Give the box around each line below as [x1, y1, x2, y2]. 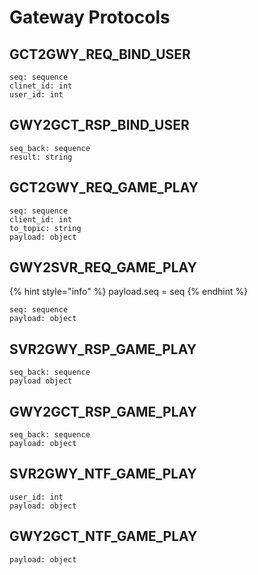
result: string [9, 152, 73, 162]
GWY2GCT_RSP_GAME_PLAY [9, 403, 197, 420]
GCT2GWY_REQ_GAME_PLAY [9, 179, 199, 196]
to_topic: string [9, 223, 82, 233]
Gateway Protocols [9, 6, 171, 29]
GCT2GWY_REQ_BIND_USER [9, 46, 191, 63]
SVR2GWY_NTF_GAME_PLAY [9, 466, 197, 483]
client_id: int [9, 214, 73, 225]
